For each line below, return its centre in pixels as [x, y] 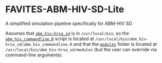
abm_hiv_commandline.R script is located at [50, 39]
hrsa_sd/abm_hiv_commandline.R [39, 44]
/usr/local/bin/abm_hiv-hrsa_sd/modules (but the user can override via [81, 49]
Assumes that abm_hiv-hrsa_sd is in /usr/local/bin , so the [67, 33]
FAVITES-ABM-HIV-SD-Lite [65, 9]
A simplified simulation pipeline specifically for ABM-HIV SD [69, 23]
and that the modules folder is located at [115, 44]
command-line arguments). [34, 55]
